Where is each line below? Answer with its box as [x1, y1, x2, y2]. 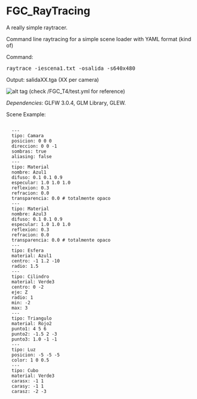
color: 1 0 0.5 [11, 357, 50, 363]
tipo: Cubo [11, 367, 39, 373]
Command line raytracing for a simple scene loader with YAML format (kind [6, 35, 192, 42]
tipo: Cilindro [11, 273, 50, 280]
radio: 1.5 [11, 263, 39, 269]
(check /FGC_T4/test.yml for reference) [29, 88, 125, 95]
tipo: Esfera [11, 248, 44, 253]
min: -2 [11, 299, 31, 305]
